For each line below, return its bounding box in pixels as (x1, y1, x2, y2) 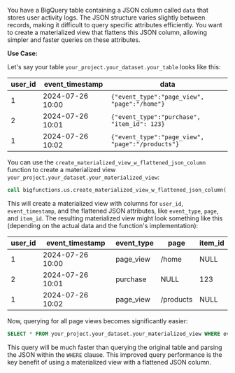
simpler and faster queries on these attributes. (7, 36, 141, 44)
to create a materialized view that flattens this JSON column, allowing (7, 28, 208, 36)
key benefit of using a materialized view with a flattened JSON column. (7, 358, 212, 366)
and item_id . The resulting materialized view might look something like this (7, 213, 223, 223)
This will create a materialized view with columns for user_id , (7, 199, 184, 207)
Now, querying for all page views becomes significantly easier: (7, 316, 188, 325)
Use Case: (7, 49, 38, 57)
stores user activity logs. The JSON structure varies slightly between (7, 13, 206, 22)
